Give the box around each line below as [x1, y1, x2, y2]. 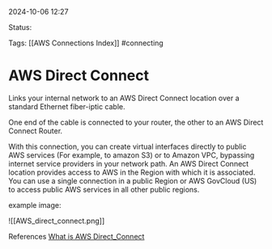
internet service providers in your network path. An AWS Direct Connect [8, 158, 249, 168]
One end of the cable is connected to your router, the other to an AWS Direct [8, 117, 264, 127]
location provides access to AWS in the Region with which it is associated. [8, 167, 256, 177]
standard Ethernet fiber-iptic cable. [8, 101, 125, 112]
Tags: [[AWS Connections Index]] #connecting [8, 38, 164, 48]
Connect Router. [8, 125, 63, 136]
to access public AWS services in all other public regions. [8, 184, 200, 194]
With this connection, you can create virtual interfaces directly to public [8, 141, 247, 151]
